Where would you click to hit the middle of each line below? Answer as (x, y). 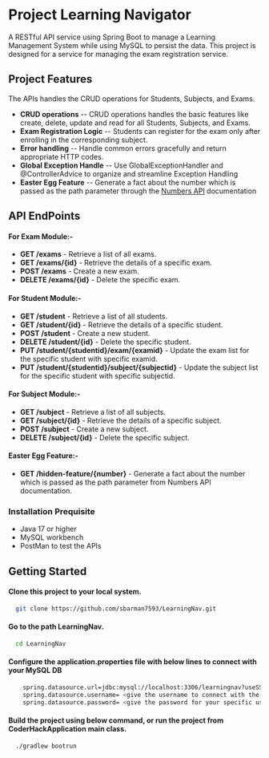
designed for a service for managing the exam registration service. (118, 54)
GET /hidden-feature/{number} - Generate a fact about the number (132, 473)
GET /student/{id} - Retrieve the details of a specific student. (121, 324)
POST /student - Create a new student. (85, 333)
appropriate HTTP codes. (62, 156)
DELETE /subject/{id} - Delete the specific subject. (104, 437)
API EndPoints (44, 216)
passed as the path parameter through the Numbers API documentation (138, 191)
